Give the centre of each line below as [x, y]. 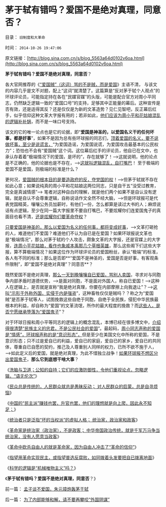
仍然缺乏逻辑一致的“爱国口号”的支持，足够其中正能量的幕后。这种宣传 [85, 103]
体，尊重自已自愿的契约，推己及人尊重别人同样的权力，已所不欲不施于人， [81, 347]
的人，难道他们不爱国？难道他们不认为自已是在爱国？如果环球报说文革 [77, 233]
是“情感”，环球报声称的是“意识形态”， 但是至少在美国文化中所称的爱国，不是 [83, 335]
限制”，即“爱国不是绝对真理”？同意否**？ [51, 264]
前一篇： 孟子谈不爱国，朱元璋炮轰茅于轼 [47, 489]
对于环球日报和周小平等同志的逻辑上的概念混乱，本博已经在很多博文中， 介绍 [83, 322]
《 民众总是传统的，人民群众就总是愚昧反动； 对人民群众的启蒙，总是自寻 [79, 386]
